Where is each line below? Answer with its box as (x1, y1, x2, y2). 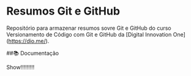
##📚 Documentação (6, 49, 59, 57)
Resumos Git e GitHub (6, 4, 121, 18)
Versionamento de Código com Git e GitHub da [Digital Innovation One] (6, 30, 185, 38)
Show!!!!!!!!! (6, 63, 35, 71)
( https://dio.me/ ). (6, 37, 50, 44)
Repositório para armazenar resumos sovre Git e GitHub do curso (6, 24, 171, 32)
